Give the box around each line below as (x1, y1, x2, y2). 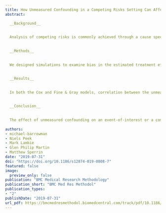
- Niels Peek (5, 136, 32, 141)
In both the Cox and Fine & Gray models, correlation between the (9, 90, 149, 95)
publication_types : (5, 187, 45, 192)
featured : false (5, 163, 39, 168)
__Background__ (9, 21, 41, 26)
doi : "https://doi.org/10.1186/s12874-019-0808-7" (5, 159, 112, 164)
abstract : (5, 12, 26, 17)
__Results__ (9, 76, 35, 81)
